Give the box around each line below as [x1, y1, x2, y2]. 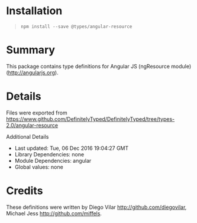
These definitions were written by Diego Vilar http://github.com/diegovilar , [6, 204, 187, 211]
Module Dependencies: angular [14, 157, 92, 164]
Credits [6, 184, 43, 197]
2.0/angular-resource [6, 122, 58, 129]
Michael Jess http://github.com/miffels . [6, 209, 102, 217]
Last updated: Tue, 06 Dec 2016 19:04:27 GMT [14, 145, 129, 152]
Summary [6, 43, 55, 57]
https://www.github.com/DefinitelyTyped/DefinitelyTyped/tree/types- [6, 115, 175, 122]
